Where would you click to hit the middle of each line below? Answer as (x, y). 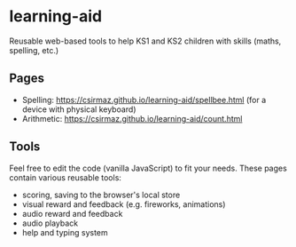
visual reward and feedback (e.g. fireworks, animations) (124, 204)
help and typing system (65, 232)
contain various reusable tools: (66, 177)
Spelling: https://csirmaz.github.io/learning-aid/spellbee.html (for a (144, 100)
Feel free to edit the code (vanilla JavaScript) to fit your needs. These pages (148, 168)
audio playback (50, 223)
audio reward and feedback (72, 213)
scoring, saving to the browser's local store (101, 195)
